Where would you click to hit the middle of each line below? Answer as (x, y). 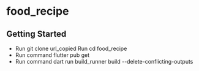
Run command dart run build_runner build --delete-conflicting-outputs (104, 62)
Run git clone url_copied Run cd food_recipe (71, 48)
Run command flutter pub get (52, 55)
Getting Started (36, 34)
